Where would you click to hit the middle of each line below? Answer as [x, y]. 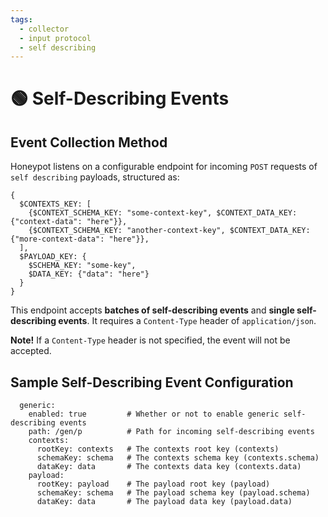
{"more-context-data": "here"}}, [80, 239]
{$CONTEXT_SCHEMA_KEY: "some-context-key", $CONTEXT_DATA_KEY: [163, 213]
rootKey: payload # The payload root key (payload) [153, 484]
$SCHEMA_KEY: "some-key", [82, 266]
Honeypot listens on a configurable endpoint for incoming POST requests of [164, 167]
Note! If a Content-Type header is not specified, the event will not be [150, 340]
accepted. [31, 351]
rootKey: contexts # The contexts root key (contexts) [158, 449]
